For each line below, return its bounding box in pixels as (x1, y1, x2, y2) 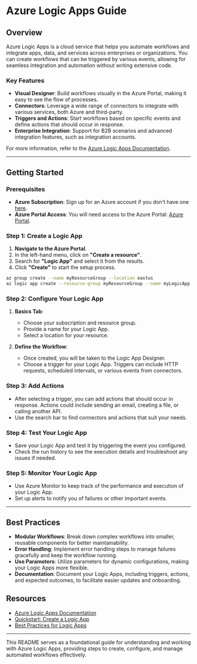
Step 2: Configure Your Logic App (6, 294, 104, 303)
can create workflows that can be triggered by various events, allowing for (6, 56, 186, 62)
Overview (6, 28, 43, 38)
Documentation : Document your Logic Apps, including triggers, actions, (14, 571, 189, 578)
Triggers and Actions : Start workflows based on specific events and (14, 115, 181, 122)
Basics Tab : (14, 308, 44, 315)
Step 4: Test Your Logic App (6, 428, 87, 437)
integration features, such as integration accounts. (14, 133, 137, 140)
